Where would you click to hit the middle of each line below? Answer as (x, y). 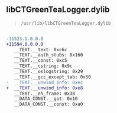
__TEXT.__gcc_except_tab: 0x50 (53, 77)
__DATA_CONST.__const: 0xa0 (48, 104)
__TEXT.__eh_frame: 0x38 (45, 94)
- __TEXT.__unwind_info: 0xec (45, 82)
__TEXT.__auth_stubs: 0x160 (48, 55)
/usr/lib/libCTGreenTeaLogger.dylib (66, 23)
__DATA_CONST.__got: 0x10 (46, 99)
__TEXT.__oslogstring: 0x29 (48, 72)
